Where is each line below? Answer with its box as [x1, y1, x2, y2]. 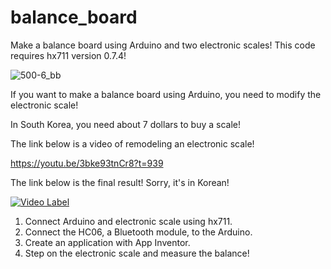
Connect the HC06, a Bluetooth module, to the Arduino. [24, 226, 253, 238]
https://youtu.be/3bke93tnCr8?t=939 [10, 157, 164, 169]
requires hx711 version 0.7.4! [10, 49, 127, 61]
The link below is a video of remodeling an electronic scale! [10, 137, 255, 150]
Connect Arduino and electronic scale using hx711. [24, 215, 233, 227]
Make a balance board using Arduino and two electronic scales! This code [10, 39, 316, 51]
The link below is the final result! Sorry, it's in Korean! [10, 176, 230, 188]
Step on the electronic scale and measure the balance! [24, 247, 250, 259]
